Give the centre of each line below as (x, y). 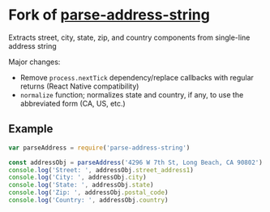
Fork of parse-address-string (109, 15)
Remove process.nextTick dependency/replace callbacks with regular (137, 77)
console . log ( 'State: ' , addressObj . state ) (81, 185)
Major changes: (34, 62)
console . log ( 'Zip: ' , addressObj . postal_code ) (88, 193)
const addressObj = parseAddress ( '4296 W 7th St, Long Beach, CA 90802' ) (136, 162)
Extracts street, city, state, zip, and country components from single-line (129, 37)
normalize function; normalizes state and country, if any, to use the (132, 94)
